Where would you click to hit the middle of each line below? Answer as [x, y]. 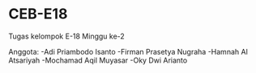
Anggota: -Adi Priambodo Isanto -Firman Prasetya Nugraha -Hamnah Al [128, 51]
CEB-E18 [38, 14]
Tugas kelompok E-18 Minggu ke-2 [67, 36]
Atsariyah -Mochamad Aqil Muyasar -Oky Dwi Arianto [98, 60]
